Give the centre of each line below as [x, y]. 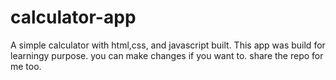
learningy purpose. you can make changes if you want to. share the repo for [167, 55]
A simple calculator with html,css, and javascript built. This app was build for [168, 45]
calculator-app [73, 17]
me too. [26, 66]
